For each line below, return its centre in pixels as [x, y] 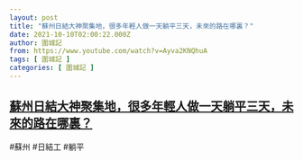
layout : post [34, 18]
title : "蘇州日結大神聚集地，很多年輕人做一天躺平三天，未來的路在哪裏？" [132, 26]
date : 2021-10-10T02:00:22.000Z [70, 34]
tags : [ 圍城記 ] [40, 59]
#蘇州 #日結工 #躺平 [47, 147]
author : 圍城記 [36, 43]
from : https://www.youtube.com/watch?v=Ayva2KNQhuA [108, 51]
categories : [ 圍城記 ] [52, 68]
